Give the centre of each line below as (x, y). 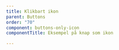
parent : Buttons (26, 17)
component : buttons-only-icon (43, 28)
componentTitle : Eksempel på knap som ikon (60, 33)
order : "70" (20, 22)
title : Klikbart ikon (32, 11)
